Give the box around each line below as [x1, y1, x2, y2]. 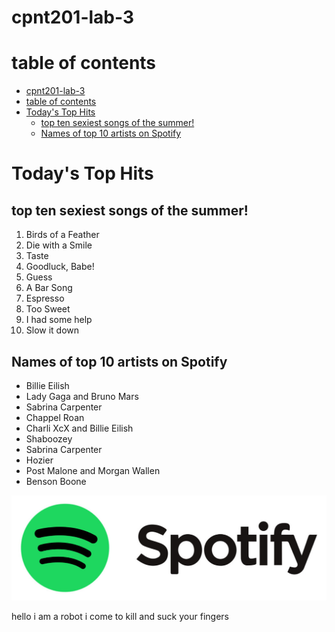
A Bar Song [25, 282, 73, 294]
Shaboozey [25, 432, 73, 445]
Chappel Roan [25, 411, 85, 423]
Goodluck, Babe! [25, 261, 95, 273]
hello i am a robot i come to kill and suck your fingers [11, 610, 229, 622]
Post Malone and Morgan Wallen [25, 464, 161, 476]
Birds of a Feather [25, 229, 100, 241]
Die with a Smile [25, 239, 93, 251]
